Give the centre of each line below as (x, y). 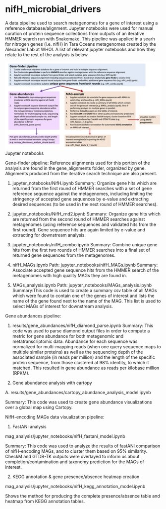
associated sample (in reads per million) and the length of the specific (83, 357)
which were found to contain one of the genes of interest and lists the (83, 296)
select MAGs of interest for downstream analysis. (62, 306)
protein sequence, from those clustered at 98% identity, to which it (81, 363)
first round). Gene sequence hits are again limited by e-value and (79, 230)
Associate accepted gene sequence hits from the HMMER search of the (85, 270)
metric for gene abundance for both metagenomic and (68, 336)
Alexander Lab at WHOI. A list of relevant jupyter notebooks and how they (81, 49)
